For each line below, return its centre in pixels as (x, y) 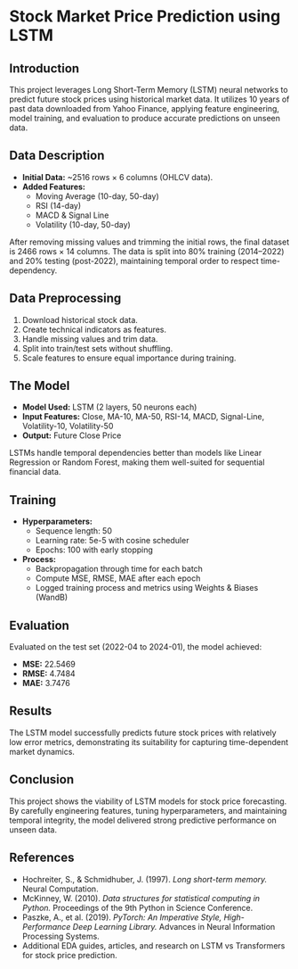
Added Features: (54, 186)
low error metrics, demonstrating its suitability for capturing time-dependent (149, 741)
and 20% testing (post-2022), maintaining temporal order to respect (134, 261)
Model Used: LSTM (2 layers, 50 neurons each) (109, 407)
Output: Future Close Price (72, 435)
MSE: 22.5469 (48, 664)
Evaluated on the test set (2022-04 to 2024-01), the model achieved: (136, 647)
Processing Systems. (60, 936)
